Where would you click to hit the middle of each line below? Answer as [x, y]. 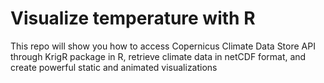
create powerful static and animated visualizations [114, 67]
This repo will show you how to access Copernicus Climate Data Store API [163, 46]
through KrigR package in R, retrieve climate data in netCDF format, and [158, 56]
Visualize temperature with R [133, 18]
